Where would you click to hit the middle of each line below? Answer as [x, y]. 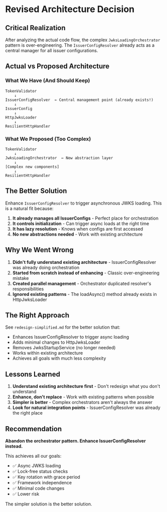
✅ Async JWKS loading [37, 466]
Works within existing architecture [48, 353]
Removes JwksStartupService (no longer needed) [64, 348]
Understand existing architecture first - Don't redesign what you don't [86, 386]
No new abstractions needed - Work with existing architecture [77, 234]
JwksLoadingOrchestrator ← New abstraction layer [59, 158]
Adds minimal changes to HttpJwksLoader [56, 342]
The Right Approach [37, 315]
